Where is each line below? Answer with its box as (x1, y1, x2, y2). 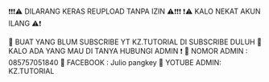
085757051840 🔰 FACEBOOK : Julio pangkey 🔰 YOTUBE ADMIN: (8, 58, 221, 67)
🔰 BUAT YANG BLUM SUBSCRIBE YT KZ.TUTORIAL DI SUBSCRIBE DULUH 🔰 (8, 37, 262, 47)
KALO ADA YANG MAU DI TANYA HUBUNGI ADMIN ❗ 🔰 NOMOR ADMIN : (8, 47, 248, 55)
